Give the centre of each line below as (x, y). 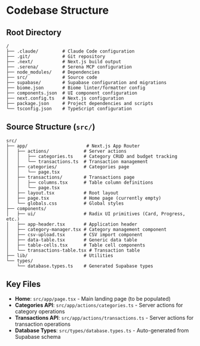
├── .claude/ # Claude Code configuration (70, 51)
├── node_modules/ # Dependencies (53, 72)
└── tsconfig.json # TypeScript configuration (69, 109)
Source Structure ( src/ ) (51, 127)
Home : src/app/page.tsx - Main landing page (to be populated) (93, 298)
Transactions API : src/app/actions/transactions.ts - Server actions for (104, 317)
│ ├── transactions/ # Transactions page (70, 177)
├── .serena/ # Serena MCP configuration (69, 67)
